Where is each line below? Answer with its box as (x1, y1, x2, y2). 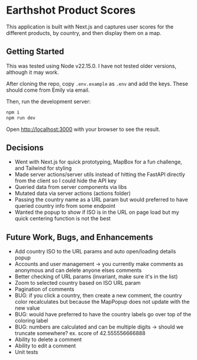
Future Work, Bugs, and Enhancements (6, 232, 153, 242)
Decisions (6, 143, 44, 153)
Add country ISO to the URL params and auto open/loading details (14, 248, 176, 255)
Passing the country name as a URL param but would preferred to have (14, 196, 188, 203)
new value (14, 304, 40, 311)
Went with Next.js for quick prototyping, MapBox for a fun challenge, (14, 158, 182, 166)
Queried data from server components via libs (14, 184, 127, 191)
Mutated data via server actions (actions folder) (14, 190, 131, 197)
